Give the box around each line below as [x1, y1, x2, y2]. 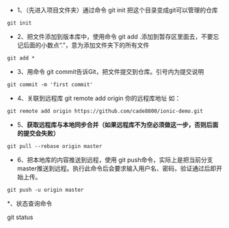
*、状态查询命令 [7, 199, 53, 207]
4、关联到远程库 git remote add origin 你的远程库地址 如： [16, 94, 181, 102]
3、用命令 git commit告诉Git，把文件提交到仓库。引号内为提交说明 [16, 68, 204, 75]
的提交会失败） [16, 129, 59, 137]
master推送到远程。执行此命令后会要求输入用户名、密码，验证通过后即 [16, 164, 217, 173]
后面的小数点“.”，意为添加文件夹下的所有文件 [23, 41, 150, 49]
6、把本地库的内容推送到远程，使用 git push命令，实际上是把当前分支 [16, 156, 213, 164]
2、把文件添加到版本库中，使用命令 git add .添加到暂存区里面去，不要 [16, 33, 213, 40]
